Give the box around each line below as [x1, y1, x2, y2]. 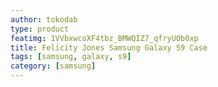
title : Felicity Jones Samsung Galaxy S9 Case [10, 42, 208, 53]
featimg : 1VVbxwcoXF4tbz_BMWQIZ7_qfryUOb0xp [10, 33, 199, 43]
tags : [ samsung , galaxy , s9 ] [10, 52, 132, 62]
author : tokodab [10, 14, 78, 25]
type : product [10, 24, 70, 34]
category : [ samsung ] [10, 61, 97, 71]
